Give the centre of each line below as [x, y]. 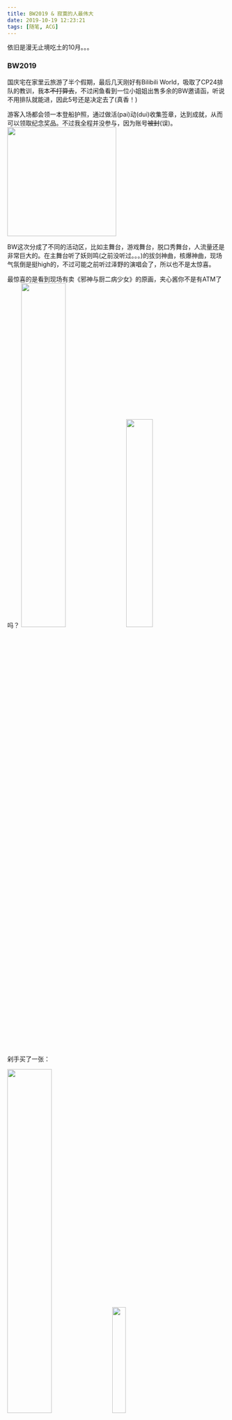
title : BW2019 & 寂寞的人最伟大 [51, 14]
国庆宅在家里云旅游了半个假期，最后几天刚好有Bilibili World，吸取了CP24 [112, 82]
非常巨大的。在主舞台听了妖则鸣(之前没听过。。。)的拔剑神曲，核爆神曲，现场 [115, 255]
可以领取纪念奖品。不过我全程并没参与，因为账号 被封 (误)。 [92, 123]
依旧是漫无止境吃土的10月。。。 [50, 47]
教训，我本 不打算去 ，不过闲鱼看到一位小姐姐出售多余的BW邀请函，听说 [122, 91]
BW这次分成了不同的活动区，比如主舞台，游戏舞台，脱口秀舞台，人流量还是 [116, 247]
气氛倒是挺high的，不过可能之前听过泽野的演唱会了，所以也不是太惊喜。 [111, 264]
